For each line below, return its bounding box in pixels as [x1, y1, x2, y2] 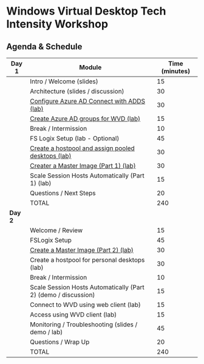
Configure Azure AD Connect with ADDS [30, 97, 146, 105]
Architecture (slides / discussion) [30, 87, 124, 95]
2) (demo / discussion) [30, 290, 95, 299]
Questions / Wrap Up [30, 338, 90, 346]
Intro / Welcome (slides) [30, 77, 98, 86]
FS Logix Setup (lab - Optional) [30, 134, 120, 142]
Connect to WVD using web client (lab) [30, 301, 141, 309]
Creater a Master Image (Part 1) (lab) [30, 162, 136, 170]
